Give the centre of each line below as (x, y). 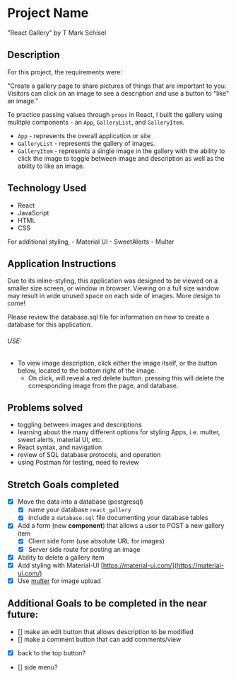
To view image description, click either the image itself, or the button (117, 363)
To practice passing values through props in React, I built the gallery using (115, 114)
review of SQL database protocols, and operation (89, 455)
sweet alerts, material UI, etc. (60, 440)
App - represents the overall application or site (84, 135)
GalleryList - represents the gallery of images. (86, 143)
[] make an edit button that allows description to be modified (105, 631)
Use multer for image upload (59, 581)
